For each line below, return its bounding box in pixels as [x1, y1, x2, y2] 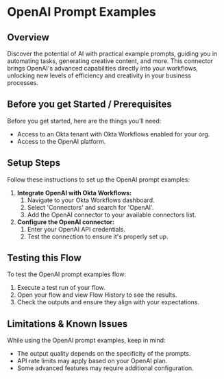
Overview [7, 32, 50, 43]
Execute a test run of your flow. [16, 284, 105, 292]
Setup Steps [7, 157, 60, 169]
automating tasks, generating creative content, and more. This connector [7, 57, 214, 65]
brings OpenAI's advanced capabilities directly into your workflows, [7, 64, 199, 72]
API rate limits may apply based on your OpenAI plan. [16, 357, 168, 365]
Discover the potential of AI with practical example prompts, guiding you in [7, 49, 218, 58]
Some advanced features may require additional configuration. [16, 364, 194, 372]
